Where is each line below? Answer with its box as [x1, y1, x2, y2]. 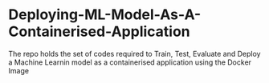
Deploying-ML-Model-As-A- [8, 6, 202, 24]
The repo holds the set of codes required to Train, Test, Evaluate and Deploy [8, 49, 261, 58]
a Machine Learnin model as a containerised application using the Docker [8, 57, 251, 67]
